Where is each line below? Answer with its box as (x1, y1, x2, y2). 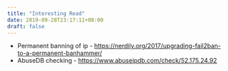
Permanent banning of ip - (17, 42, 93, 50)
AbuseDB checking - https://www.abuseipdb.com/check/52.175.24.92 (17, 57, 218, 65)
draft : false (7, 23, 45, 30)
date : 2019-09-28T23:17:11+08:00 (7, 17, 104, 23)
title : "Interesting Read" (7, 10, 85, 17)
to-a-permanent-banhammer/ (17, 49, 103, 57)
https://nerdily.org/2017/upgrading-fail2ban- (94, 42, 221, 50)
